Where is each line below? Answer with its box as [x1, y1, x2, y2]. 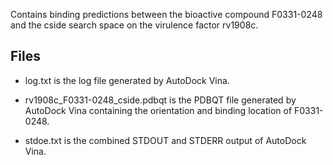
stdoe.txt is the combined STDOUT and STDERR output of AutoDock [24, 134, 307, 146]
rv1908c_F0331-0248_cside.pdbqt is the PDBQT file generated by [24, 94, 297, 106]
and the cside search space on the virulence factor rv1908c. [10, 19, 259, 31]
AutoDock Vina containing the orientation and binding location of [24, 104, 293, 116]
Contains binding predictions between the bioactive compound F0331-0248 [10, 9, 323, 20]
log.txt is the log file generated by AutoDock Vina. [24, 74, 230, 86]
